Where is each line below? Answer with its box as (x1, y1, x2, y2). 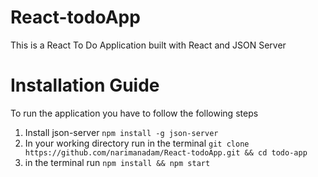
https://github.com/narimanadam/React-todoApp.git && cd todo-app (24, 147, 308, 158)
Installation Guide (10, 74, 160, 97)
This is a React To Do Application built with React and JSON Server (10, 39, 287, 51)
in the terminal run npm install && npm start (24, 156, 211, 168)
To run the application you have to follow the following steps (10, 107, 259, 119)
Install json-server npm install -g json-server (24, 126, 219, 138)
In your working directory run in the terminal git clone (24, 137, 250, 149)
